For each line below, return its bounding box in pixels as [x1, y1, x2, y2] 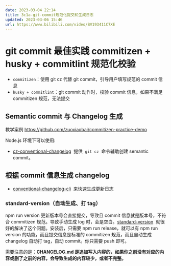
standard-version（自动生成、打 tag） [5, 199, 101, 207]
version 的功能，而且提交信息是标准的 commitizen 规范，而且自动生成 [5, 232, 152, 238]
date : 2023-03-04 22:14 [5, 7, 56, 13]
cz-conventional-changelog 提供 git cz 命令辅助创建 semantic [12, 148, 149, 154]
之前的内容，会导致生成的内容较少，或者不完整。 [22, 255, 126, 261]
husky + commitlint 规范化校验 [5, 58, 136, 70]
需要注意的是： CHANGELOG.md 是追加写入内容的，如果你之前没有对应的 [5, 249, 160, 255]
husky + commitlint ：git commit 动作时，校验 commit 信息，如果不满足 [12, 89, 163, 95]
